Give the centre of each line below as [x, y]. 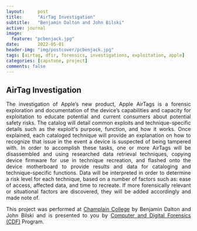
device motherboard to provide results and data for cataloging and [98, 167]
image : [14, 34]
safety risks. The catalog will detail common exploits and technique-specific [98, 123]
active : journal [26, 28]
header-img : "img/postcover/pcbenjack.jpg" [60, 50]
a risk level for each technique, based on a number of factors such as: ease [98, 179]
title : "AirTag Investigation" [51, 17]
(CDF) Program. [25, 222]
